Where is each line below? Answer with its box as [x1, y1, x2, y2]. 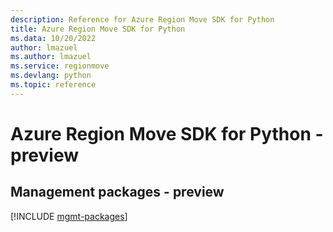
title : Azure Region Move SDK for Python [10, 24, 186, 34]
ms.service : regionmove [10, 61, 110, 71]
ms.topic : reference [10, 80, 97, 90]
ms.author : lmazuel [10, 52, 92, 62]
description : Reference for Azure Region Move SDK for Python [10, 14, 275, 25]
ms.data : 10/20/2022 [10, 33, 97, 43]
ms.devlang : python [10, 71, 92, 81]
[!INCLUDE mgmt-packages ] [10, 210, 128, 222]
